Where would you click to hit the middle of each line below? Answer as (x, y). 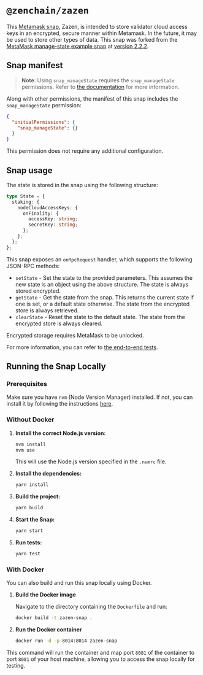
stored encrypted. (38, 291)
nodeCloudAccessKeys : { (48, 207)
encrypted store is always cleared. (59, 323)
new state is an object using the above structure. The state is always (102, 284)
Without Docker (30, 420)
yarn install (32, 485)
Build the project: (37, 496)
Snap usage (30, 170)
